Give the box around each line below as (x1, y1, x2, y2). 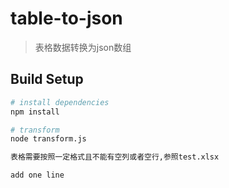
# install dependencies (10, 97, 110, 107)
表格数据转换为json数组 (34, 41, 132, 53)
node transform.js (10, 134, 87, 144)
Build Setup (10, 71, 84, 88)
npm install (10, 107, 60, 117)
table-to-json (10, 7, 123, 30)
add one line (10, 170, 65, 181)
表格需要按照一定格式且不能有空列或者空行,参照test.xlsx (10, 152, 220, 162)
